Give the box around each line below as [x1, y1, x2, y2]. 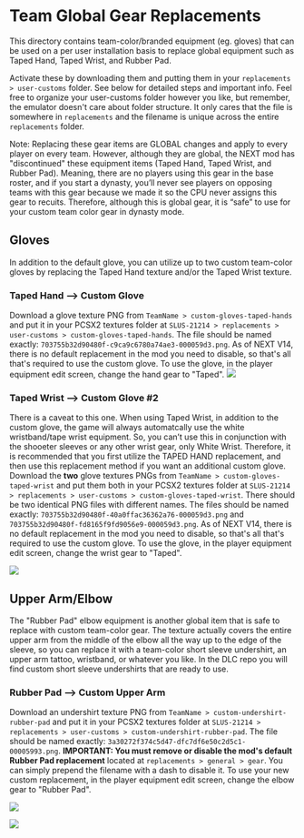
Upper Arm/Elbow [9, 591, 113, 606]
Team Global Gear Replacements [9, 5, 261, 26]
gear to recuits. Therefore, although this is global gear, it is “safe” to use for [9, 197, 291, 207]
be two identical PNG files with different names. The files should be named [9, 500, 289, 510]
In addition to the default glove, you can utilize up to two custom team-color [9, 257, 293, 268]
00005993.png [9, 747, 59, 756]
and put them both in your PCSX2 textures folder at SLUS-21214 [55, 480, 290, 491]
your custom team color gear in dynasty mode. [9, 206, 185, 217]
